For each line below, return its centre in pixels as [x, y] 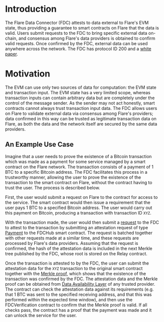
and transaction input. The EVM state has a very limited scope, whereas [78, 92]
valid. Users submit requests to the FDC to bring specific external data [76, 33]
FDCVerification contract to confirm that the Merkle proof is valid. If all [76, 305]
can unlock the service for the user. [41, 315]
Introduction [31, 9]
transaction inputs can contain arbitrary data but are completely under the [80, 98]
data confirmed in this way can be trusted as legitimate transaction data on [81, 118]
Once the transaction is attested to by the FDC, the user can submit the [77, 263]
